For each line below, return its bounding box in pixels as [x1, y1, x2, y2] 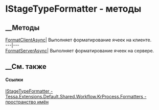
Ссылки [5, 76, 24, 82]
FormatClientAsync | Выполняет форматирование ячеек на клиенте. [5, 37, 152, 43]
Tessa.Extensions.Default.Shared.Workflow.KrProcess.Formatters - [5, 93, 147, 99]
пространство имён [5, 99, 49, 105]
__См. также [5, 62, 47, 71]
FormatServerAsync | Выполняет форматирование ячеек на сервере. [5, 48, 154, 53]
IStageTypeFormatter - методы [5, 3, 142, 15]
